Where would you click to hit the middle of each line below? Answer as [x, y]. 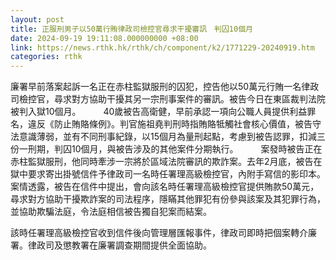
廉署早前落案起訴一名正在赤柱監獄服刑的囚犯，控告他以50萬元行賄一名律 [160, 87]
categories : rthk [46, 57]
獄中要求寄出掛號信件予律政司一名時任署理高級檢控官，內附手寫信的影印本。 [168, 174]
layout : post [37, 19]
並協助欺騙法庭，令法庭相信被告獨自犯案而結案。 [111, 212]
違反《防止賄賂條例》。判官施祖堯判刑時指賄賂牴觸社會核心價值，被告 [170, 124]
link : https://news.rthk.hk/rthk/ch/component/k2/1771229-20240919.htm [162, 47]
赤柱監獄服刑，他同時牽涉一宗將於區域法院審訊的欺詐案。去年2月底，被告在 [166, 162]
